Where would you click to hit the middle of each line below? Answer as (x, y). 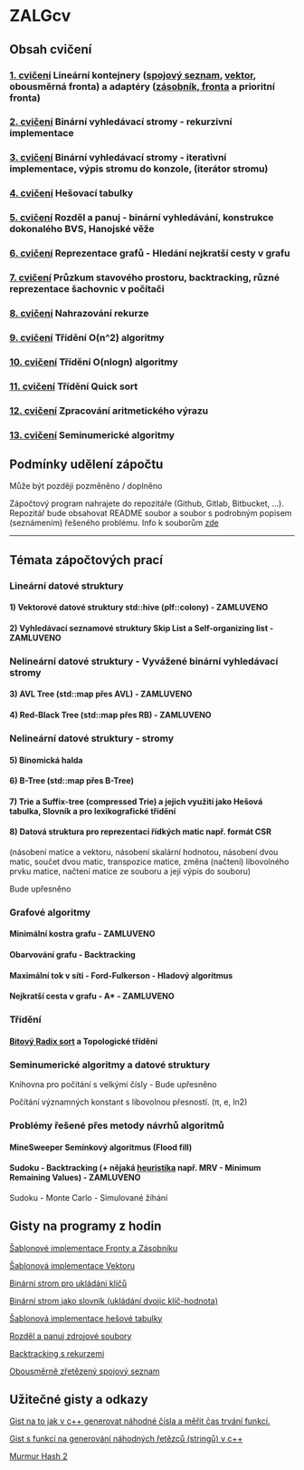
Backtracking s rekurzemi (57, 1353)
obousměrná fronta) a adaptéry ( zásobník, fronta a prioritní (142, 86)
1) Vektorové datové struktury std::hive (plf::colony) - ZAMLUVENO (139, 608)
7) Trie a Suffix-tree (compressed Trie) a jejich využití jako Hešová (136, 801)
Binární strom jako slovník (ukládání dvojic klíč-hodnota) (114, 1300)
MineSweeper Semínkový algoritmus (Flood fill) (101, 1147)
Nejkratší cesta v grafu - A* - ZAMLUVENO (92, 996)
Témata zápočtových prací (86, 560)
